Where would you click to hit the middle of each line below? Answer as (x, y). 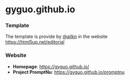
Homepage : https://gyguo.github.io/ (51, 66)
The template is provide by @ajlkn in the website (57, 36)
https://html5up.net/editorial (35, 42)
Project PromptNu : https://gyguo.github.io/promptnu (69, 72)
